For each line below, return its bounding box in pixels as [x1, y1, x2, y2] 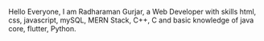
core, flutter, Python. [8, 24, 76, 33]
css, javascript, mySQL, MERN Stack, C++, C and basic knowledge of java [8, 15, 254, 25]
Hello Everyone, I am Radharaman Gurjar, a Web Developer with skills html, [8, 7, 257, 16]
